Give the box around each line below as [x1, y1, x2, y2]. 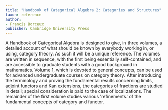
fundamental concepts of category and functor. [5, 99, 104, 105]
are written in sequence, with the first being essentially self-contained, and [5, 56, 161, 62]
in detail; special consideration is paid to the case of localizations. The [5, 88, 152, 94]
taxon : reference [5, 12, 42, 17]
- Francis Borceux [5, 21, 44, 27]
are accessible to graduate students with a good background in [5, 62, 138, 68]
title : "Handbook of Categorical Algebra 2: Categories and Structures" [5, 7, 162, 13]
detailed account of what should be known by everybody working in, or [5, 45, 154, 51]
